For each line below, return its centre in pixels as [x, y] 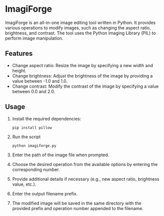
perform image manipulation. [34, 38]
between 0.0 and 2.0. [34, 91]
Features [19, 54]
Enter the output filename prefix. [45, 193]
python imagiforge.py [34, 145]
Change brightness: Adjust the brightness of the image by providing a [82, 76]
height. [19, 71]
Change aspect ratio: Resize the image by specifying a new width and [82, 65]
